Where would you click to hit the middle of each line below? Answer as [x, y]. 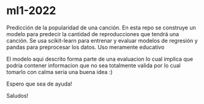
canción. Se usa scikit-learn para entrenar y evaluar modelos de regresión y [102, 40]
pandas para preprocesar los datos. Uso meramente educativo [85, 47]
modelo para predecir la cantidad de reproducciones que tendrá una [93, 34]
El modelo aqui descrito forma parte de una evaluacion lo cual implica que [100, 59]
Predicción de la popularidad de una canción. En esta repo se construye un [101, 28]
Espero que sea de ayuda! [39, 84]
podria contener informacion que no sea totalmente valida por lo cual [93, 65]
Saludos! [17, 95]
